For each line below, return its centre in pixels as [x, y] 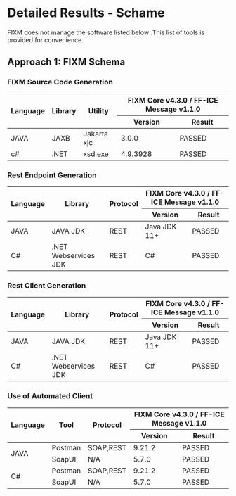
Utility [98, 111]
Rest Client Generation [47, 285]
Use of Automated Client [50, 396]
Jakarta [96, 134]
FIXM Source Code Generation [60, 82]
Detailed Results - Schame [86, 13]
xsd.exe [96, 154]
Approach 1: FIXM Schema [66, 62]
